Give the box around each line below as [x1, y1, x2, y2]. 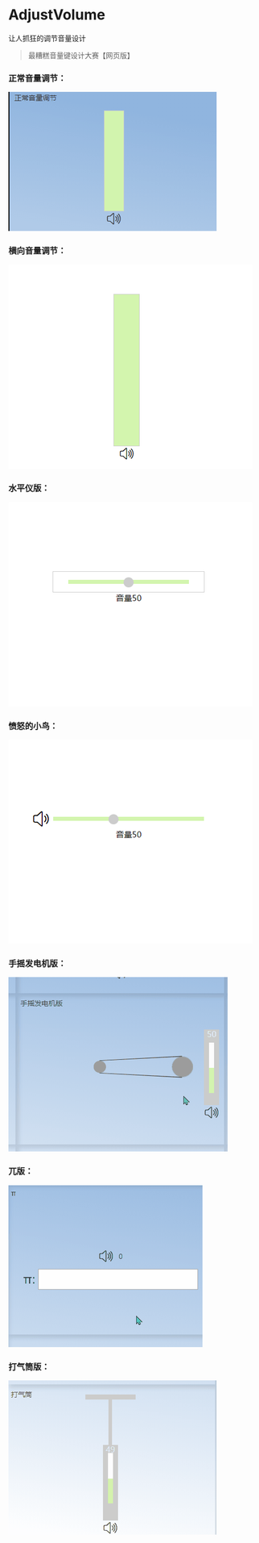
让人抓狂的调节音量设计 [8, 33, 86, 43]
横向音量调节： [8, 245, 67, 256]
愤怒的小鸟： [8, 720, 59, 732]
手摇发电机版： [8, 958, 67, 970]
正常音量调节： [8, 73, 67, 84]
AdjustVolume [8, 6, 106, 24]
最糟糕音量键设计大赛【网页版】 [27, 50, 134, 60]
